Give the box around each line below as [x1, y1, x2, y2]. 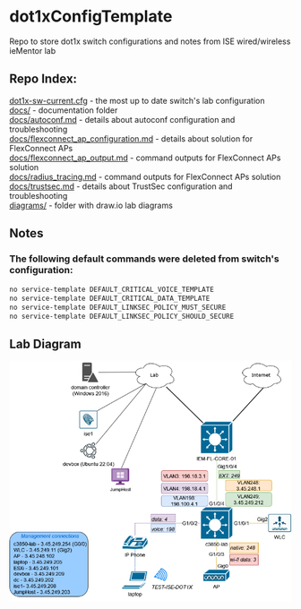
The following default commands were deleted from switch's [9, 253, 279, 265]
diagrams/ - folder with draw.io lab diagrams [9, 200, 173, 210]
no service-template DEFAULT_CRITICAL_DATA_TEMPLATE [9, 294, 211, 304]
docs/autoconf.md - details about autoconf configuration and [9, 114, 236, 124]
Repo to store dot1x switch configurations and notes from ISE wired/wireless [9, 36, 291, 47]
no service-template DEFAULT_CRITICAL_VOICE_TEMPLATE [9, 285, 215, 295]
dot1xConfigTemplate [9, 6, 173, 27]
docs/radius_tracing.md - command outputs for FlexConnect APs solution [9, 171, 281, 182]
